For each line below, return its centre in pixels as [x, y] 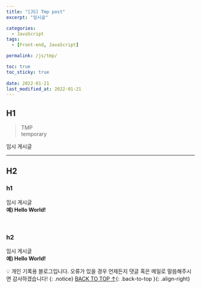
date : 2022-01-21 [28, 83]
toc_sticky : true [28, 72]
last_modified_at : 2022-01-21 [44, 89]
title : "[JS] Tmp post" [36, 12]
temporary [34, 134]
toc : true [19, 67]
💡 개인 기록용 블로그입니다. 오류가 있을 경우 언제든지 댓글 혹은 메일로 [86, 271]
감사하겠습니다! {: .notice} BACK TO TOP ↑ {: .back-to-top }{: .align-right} [101, 279]
